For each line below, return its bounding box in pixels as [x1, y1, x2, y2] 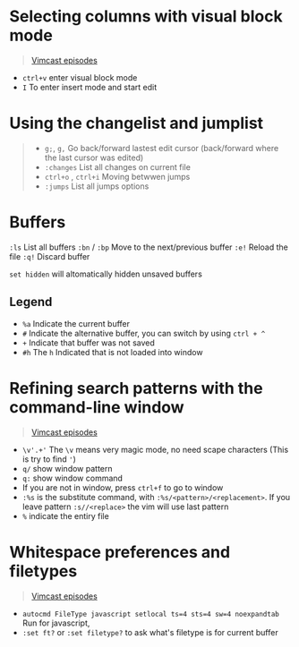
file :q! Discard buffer [9, 251, 90, 261]
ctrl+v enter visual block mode [21, 72, 138, 82]
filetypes [9, 561, 78, 581]
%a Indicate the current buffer [21, 318, 130, 328]
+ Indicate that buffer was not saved [21, 337, 155, 348]
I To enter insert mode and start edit [21, 81, 158, 92]
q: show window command [21, 472, 124, 483]
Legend [9, 294, 53, 310]
